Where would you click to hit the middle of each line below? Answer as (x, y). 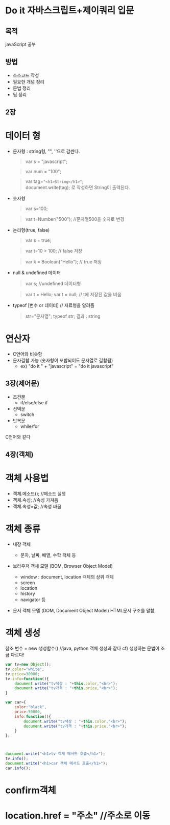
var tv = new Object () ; (28, 665)
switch (27, 414)
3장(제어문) (22, 384)
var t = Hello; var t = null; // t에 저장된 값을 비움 (73, 295)
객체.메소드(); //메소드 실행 (39, 494)
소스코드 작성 (26, 75)
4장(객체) (19, 455)
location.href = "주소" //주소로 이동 (78, 816)
